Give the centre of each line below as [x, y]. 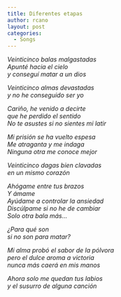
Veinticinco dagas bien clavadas [55, 165]
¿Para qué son [28, 229]
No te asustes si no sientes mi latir [57, 123]
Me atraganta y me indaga [46, 144]
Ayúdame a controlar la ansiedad [56, 201]
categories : [24, 33]
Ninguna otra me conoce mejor [52, 152]
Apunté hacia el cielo [38, 67]
